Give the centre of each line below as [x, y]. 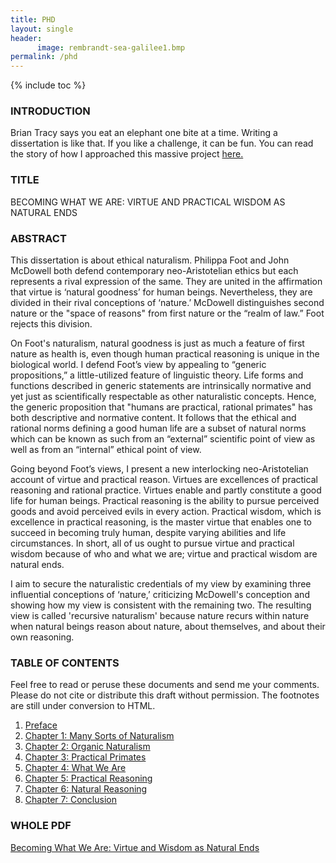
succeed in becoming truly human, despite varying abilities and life [148, 533]
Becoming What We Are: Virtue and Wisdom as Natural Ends [135, 847]
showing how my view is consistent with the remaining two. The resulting [161, 605]
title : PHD [33, 19]
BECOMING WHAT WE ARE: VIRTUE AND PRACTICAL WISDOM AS [148, 202]
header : [26, 38]
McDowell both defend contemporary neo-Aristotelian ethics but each [154, 271]
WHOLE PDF [41, 826]
